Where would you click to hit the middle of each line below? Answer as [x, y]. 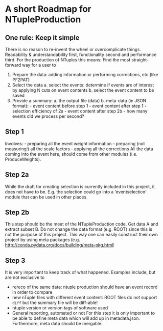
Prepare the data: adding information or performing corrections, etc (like [85, 74]
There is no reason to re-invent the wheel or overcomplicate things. [73, 49]
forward [13, 65]
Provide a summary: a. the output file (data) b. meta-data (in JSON [79, 101]
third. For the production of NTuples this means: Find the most [68, 60]
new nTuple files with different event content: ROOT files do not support [84, 298]
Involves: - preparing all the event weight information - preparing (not [75, 143]
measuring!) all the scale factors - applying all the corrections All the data [79, 149]
